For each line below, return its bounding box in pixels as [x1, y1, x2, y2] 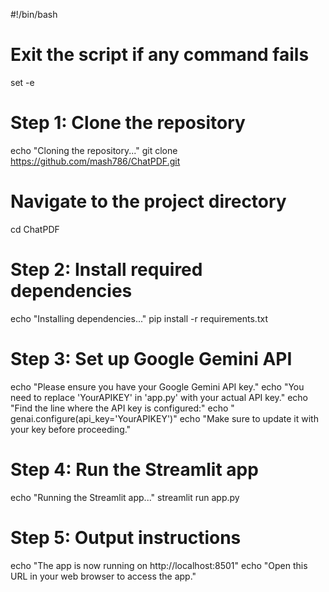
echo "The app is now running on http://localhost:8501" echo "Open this [10, 559, 308, 571]
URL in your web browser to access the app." [10, 570, 197, 582]
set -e [10, 76, 35, 88]
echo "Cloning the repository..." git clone [10, 144, 178, 156]
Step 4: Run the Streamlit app [10, 458, 259, 481]
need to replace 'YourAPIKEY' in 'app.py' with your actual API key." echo [10, 391, 308, 403]
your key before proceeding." [10, 423, 132, 435]
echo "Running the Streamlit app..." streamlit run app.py [10, 491, 240, 503]
